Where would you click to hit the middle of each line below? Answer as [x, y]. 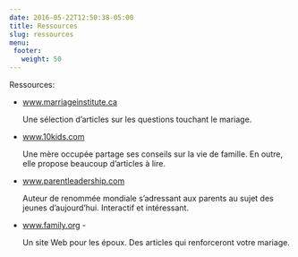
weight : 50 [42, 59]
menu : [19, 43]
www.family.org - [54, 225]
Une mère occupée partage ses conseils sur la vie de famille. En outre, [153, 154]
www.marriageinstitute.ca [70, 102]
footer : [27, 51]
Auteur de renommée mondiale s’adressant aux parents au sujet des [148, 198]
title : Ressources [43, 26]
